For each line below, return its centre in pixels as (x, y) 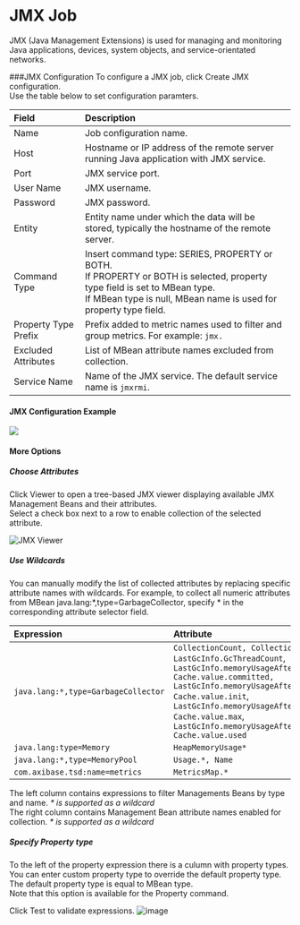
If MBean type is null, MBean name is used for (181, 298)
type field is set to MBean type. (150, 287)
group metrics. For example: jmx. (154, 335)
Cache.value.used (210, 735)
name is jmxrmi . (117, 387)
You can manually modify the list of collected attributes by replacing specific (150, 583)
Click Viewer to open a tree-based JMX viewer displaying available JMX (142, 494)
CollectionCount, (210, 647)
